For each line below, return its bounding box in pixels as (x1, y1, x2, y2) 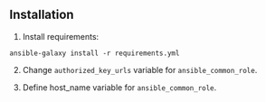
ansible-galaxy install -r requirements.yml (9, 49, 180, 58)
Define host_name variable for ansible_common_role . (22, 81, 217, 93)
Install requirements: (22, 31, 100, 42)
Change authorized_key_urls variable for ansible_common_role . (22, 64, 258, 75)
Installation (9, 7, 74, 23)
